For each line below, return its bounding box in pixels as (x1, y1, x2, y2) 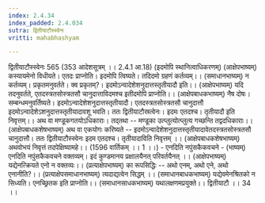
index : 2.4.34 (8, 11, 55, 20)
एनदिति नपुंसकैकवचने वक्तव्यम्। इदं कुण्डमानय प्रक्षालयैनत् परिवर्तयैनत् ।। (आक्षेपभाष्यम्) (8, 151, 227, 161)
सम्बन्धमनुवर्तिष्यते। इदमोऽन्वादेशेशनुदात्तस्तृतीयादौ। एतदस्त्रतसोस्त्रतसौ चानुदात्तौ (8, 98, 204, 108)
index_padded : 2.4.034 (8, 19, 83, 27)
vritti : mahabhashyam (8, 33, 80, 42)
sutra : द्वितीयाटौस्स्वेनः (8, 26, 65, 34)
